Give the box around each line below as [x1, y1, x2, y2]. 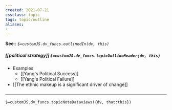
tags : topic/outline [5, 17, 50, 22]
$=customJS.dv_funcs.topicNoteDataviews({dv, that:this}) [5, 100, 132, 105]
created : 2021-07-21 [5, 7, 50, 13]
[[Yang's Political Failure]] [20, 76, 75, 82]
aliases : [5, 21, 24, 27]
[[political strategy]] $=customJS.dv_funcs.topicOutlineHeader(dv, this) [5, 52, 161, 58]
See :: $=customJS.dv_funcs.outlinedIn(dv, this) [5, 40, 110, 47]
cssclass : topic [5, 12, 40, 17]
